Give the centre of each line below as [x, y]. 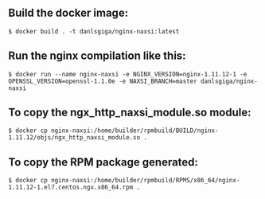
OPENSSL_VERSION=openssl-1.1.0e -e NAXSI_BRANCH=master [103, 81]
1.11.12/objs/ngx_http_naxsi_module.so [74, 138]
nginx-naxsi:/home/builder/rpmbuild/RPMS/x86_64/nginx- [145, 181]
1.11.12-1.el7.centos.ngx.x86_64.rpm [71, 187]
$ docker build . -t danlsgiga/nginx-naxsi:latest [94, 31]
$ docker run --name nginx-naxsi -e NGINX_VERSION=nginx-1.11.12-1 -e [128, 74]
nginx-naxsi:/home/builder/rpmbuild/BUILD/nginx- [134, 131]
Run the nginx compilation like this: [97, 56]
